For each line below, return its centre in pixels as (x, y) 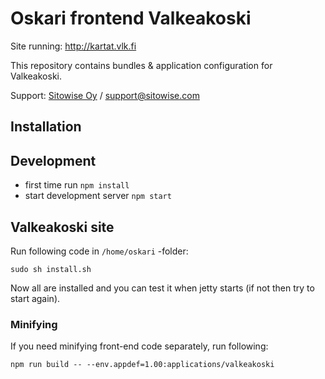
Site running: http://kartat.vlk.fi (73, 46)
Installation (46, 127)
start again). (35, 298)
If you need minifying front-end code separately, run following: (139, 346)
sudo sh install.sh (51, 269)
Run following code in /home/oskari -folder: (99, 251)
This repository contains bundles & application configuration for (141, 65)
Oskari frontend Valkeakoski (131, 18)
